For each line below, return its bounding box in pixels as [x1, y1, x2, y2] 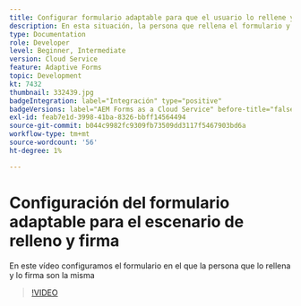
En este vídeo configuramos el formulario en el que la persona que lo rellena [9, 260, 291, 271]
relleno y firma [9, 230, 120, 251]
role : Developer [9, 38, 70, 47]
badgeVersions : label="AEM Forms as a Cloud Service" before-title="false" [9, 105, 298, 114]
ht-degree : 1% [9, 146, 63, 155]
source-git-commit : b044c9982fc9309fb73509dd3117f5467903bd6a [9, 122, 246, 131]
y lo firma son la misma [9, 269, 96, 280]
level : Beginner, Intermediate [9, 47, 126, 55]
